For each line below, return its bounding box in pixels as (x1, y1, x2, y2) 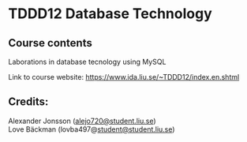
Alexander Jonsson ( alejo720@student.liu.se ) (8, 116, 156, 125)
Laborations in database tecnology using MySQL (8, 57, 167, 66)
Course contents (8, 36, 92, 50)
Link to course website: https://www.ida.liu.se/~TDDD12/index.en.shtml (8, 73, 240, 81)
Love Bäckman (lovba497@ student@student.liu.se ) (8, 124, 175, 134)
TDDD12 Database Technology (8, 5, 212, 23)
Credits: (8, 95, 49, 109)
